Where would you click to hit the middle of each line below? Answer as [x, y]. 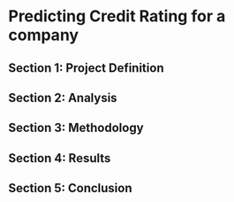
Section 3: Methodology [76, 128]
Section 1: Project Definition [86, 68]
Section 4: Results [60, 158]
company [44, 35]
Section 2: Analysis [63, 98]
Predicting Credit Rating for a [117, 16]
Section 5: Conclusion [70, 188]
